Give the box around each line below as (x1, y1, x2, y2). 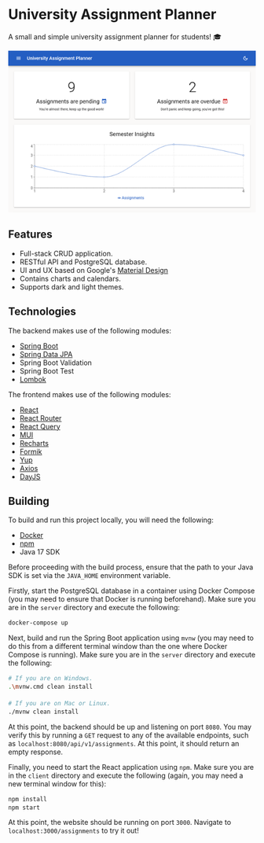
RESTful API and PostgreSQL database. (19, 257, 148, 267)
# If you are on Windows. (8, 675, 93, 683)
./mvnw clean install (8, 708, 79, 716)
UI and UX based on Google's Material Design (19, 265, 169, 274)
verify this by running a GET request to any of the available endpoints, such (8, 730, 249, 740)
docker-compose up (8, 619, 68, 627)
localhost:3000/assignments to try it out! (8, 826, 139, 835)
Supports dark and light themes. (19, 282, 124, 292)
